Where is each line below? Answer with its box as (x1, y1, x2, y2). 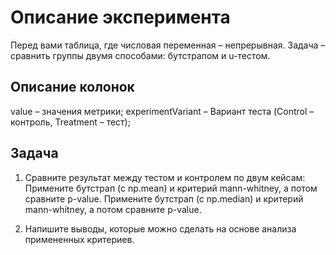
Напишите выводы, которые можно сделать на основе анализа (24, 222, 297, 235)
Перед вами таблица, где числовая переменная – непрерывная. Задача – (10, 39, 326, 51)
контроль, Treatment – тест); (10, 116, 131, 128)
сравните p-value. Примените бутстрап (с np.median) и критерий (24, 192, 304, 205)
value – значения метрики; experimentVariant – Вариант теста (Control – (10, 105, 315, 117)
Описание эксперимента (10, 6, 231, 29)
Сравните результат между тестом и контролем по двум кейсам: (24, 171, 306, 183)
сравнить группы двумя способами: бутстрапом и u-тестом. (10, 49, 271, 61)
